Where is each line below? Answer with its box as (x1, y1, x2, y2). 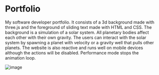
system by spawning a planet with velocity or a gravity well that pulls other (5, 39, 154, 45)
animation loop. (5, 55, 36, 61)
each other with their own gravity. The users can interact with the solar (5, 35, 146, 40)
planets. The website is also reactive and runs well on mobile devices (5, 45, 143, 50)
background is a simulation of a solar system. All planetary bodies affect (5, 29, 149, 35)
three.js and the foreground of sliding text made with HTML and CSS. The (5, 24, 152, 30)
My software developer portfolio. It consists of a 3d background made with (5, 19, 155, 25)
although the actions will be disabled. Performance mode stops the (5, 50, 139, 56)
